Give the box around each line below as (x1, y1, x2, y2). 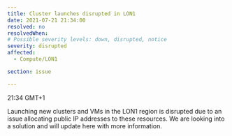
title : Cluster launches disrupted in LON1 (7, 10, 136, 17)
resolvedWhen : (7, 29, 49, 37)
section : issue (7, 68, 52, 75)
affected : (7, 50, 36, 56)
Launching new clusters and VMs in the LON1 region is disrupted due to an (7, 107, 222, 115)
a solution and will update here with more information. (7, 121, 162, 130)
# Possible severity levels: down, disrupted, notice (7, 36, 168, 43)
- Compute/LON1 (13, 56, 58, 63)
